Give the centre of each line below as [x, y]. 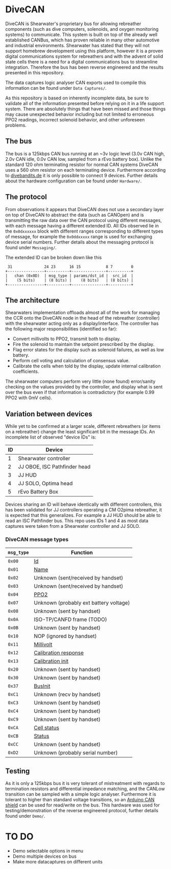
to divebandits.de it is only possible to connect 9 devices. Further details [82, 175]
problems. [16, 125]
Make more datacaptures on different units [58, 862]
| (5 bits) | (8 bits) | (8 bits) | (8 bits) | [69, 280]
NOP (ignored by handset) [65, 636]
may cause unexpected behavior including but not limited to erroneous [80, 114]
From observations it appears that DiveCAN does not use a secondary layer [85, 209]
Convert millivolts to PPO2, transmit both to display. [67, 339]
